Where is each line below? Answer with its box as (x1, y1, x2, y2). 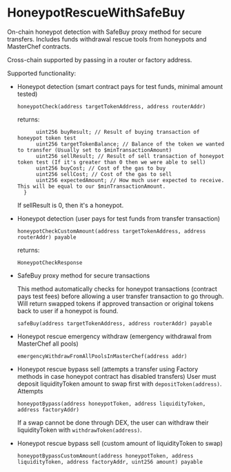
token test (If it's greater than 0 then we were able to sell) (17, 159, 206, 166)
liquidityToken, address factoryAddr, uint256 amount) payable (17, 458, 203, 465)
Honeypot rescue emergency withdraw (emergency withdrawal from (17, 332, 212, 340)
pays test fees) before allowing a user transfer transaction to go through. (17, 292, 224, 300)
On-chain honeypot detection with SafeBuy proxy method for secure (7, 28, 202, 36)
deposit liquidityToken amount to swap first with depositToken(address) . (17, 380, 222, 388)
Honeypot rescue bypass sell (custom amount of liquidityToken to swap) (17, 439, 223, 447)
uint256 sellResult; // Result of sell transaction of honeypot (35, 153, 225, 159)
